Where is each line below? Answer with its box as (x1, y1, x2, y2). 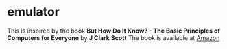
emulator (7, 4, 60, 20)
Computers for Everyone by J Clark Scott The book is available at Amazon (7, 33, 220, 42)
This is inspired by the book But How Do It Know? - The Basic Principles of (7, 27, 221, 35)
